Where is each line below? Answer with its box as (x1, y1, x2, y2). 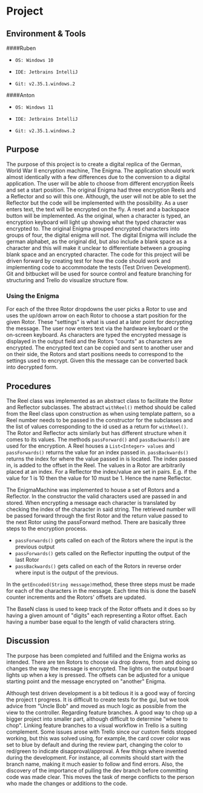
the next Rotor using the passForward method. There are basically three (6, 518, 186, 525)
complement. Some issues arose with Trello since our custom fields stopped (6, 728, 197, 735)
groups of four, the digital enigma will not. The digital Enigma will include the (6, 231, 197, 238)
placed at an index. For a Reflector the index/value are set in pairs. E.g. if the (6, 468, 197, 475)
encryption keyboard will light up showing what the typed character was (6, 218, 187, 226)
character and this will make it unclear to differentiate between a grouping (6, 244, 191, 251)
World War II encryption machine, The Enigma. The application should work (6, 167, 195, 174)
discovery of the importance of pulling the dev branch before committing (6, 766, 188, 774)
